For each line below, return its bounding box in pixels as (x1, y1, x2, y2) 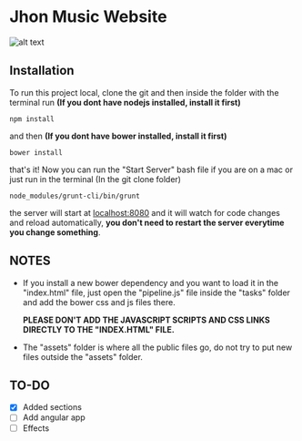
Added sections (22, 402, 82, 413)
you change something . (9, 226, 101, 238)
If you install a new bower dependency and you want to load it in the (22, 277, 279, 288)
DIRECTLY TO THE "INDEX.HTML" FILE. (22, 323, 175, 334)
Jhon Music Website (9, 6, 167, 27)
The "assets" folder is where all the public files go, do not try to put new (22, 342, 293, 353)
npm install (9, 114, 55, 124)
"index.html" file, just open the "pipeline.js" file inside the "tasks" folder (22, 287, 291, 298)
